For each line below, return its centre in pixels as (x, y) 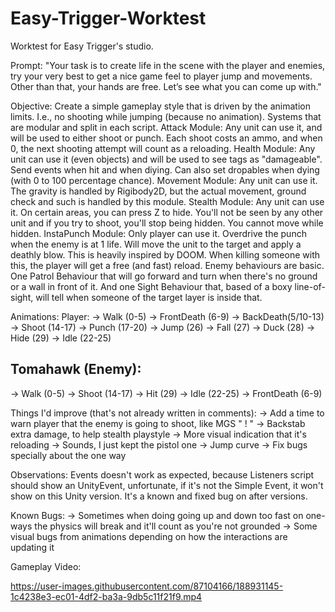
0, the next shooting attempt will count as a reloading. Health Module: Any (163, 148)
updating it (32, 547)
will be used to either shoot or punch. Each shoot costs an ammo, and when (166, 138)
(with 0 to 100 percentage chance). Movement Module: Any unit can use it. (164, 180)
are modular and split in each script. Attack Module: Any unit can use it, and (166, 127)
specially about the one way (68, 455)
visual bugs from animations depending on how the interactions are (149, 536)
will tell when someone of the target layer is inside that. (149, 297)
